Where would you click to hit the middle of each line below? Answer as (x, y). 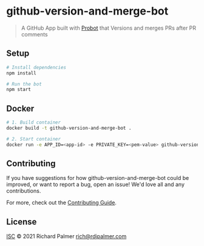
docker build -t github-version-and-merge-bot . (69, 128)
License (22, 221)
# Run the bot (24, 84)
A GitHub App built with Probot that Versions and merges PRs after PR (108, 28)
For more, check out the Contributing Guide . (62, 203)
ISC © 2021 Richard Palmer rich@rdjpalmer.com (66, 236)
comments (34, 34)
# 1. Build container (34, 122)
